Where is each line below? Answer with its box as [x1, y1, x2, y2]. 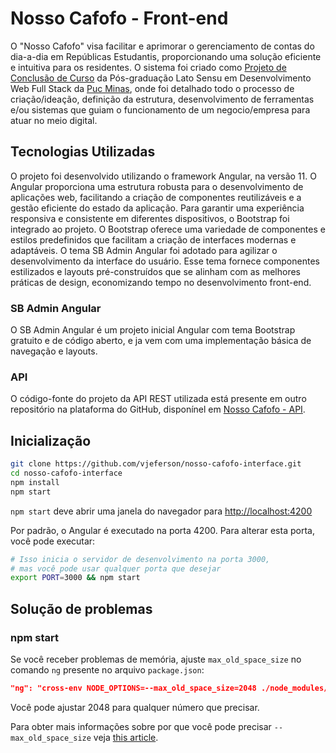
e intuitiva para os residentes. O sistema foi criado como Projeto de [10, 61, 287, 73]
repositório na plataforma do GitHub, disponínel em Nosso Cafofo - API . [10, 403, 306, 416]
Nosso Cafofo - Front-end [10, 7, 229, 30]
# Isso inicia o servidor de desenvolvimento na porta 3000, [10, 554, 271, 564]
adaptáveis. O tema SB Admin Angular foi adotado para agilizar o [10, 244, 278, 256]
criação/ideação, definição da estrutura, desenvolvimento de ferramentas [10, 93, 315, 105]
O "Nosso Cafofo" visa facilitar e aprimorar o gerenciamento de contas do [10, 40, 315, 52]
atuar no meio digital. [10, 114, 98, 126]
